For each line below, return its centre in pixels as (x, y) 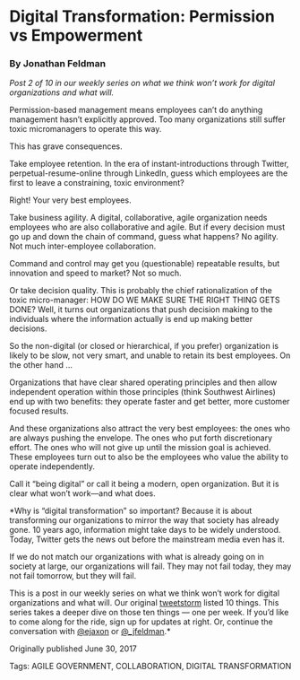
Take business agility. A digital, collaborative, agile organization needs (138, 218)
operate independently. (52, 466)
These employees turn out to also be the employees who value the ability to (149, 457)
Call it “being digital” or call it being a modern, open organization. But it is (144, 484)
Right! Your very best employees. (70, 200)
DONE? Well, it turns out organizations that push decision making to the (141, 309)
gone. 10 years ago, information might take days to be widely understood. (145, 530)
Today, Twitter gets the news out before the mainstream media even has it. (147, 539)
